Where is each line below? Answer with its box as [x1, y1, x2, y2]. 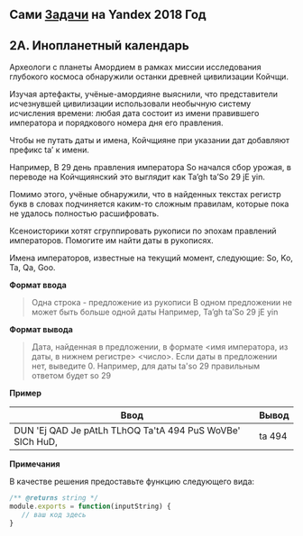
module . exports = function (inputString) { [9, 502, 171, 512]
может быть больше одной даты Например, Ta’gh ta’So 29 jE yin [31, 306, 279, 318]
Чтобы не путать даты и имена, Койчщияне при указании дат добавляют [9, 135, 290, 146]
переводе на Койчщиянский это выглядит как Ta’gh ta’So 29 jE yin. [9, 171, 266, 183]
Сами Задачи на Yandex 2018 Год [9, 7, 207, 23]
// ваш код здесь [21, 510, 87, 519]
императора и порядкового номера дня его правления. [9, 117, 224, 129]
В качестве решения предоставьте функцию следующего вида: [9, 477, 255, 487]
